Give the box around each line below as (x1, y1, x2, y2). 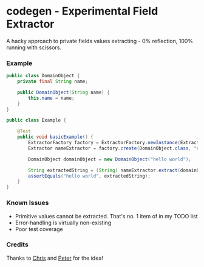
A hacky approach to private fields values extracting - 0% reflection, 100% (6, 37, 193, 44)
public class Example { (6, 117, 67, 123)
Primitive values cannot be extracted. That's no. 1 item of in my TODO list (15, 212, 198, 220)
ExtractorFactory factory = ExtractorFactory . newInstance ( (28, 140, 181, 146)
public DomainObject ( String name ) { (17, 89, 110, 95)
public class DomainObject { (6, 73, 80, 79)
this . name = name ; (28, 95, 75, 101)
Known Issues (6, 199, 49, 207)
